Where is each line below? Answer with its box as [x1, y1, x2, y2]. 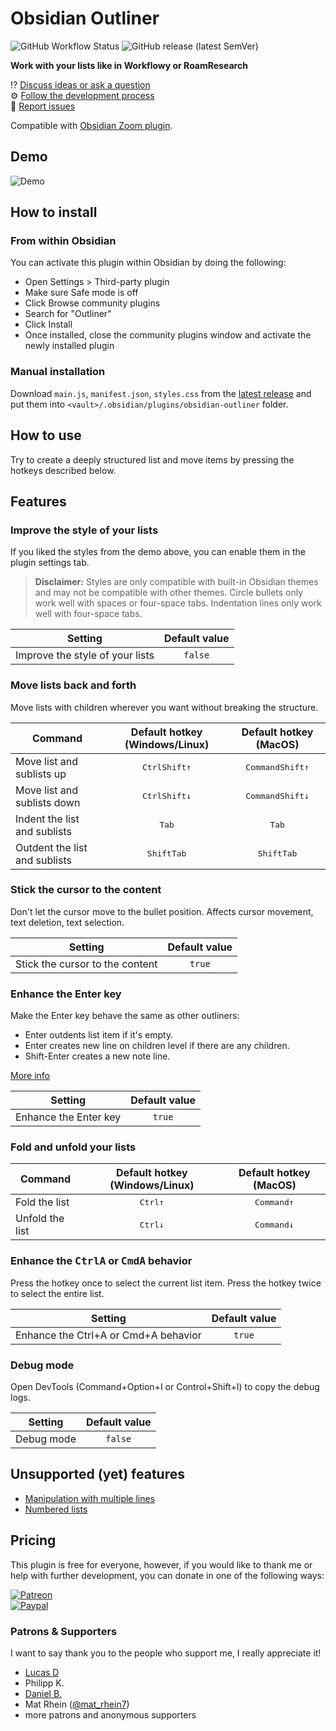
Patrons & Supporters [10, 1624, 118, 1638]
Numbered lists [24, 1503, 88, 1515]
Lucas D [24, 1666, 60, 1678]
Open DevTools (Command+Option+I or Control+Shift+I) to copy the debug [10, 1381, 320, 1393]
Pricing [10, 1532, 57, 1549]
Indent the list [15, 812, 80, 826]
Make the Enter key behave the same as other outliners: [10, 1010, 240, 1022]
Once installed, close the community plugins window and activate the [24, 329, 312, 341]
